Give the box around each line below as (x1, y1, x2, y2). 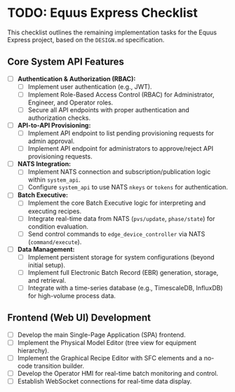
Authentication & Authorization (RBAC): (17, 74, 136, 83)
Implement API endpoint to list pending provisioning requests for (27, 129, 215, 137)
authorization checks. (27, 114, 91, 122)
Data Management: (17, 245, 75, 253)
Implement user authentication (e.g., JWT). (27, 82, 152, 90)
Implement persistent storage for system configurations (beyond (27, 252, 215, 261)
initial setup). (27, 261, 65, 269)
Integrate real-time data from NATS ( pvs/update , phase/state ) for (27, 214, 215, 222)
